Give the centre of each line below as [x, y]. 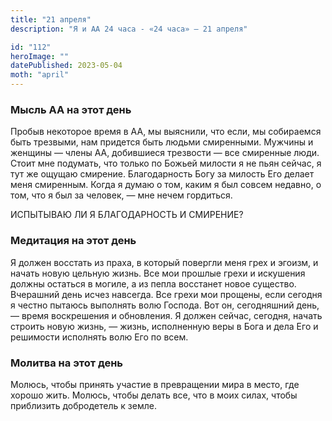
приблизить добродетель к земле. [83, 405]
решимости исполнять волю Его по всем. [99, 337]
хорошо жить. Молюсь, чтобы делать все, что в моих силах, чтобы [154, 395]
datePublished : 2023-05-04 [66, 66]
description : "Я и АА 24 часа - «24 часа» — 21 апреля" [129, 29]
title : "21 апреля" [51, 19]
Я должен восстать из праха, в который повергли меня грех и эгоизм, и [164, 262]
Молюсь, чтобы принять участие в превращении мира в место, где [155, 384]
